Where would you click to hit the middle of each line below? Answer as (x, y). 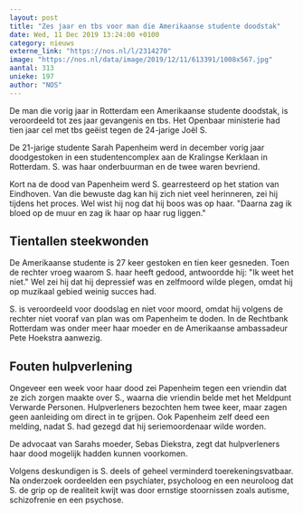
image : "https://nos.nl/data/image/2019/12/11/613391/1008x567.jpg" (141, 60)
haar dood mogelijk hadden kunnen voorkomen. (99, 453)
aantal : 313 (32, 69)
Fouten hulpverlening (71, 366)
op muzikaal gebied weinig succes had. (83, 292)
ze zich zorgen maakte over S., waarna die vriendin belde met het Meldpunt (151, 397)
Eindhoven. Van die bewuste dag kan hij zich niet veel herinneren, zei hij (144, 193)
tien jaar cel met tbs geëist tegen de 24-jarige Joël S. (109, 130)
